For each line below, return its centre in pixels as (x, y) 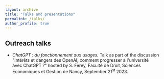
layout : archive (22, 10)
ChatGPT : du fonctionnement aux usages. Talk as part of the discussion (85, 55)
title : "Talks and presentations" (40, 14)
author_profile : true (27, 23)
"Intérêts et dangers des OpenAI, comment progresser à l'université (81, 60)
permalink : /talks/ (25, 19)
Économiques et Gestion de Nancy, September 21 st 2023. (70, 71)
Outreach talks (28, 43)
